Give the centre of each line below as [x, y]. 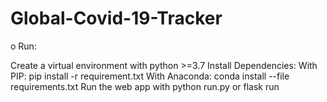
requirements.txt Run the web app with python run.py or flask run [145, 86]
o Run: [23, 46]
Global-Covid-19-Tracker [116, 18]
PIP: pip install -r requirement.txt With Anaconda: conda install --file [150, 76]
